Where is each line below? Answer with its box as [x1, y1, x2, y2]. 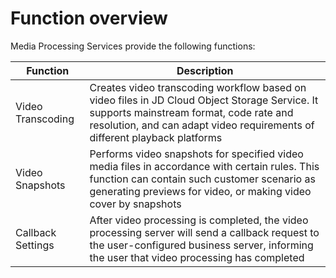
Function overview [10, 7, 168, 30]
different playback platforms [89, 130, 223, 144]
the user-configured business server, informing [89, 238, 314, 252]
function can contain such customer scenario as [89, 172, 316, 186]
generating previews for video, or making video [89, 184, 312, 198]
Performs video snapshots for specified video [89, 147, 304, 161]
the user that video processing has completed [89, 250, 305, 264]
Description [176, 63, 234, 77]
